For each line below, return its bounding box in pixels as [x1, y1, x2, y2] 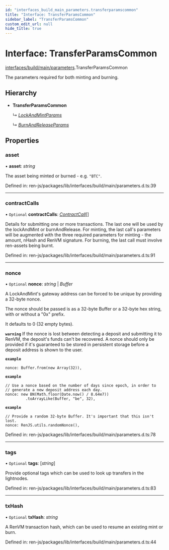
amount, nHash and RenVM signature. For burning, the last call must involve [5, 237, 162, 243]
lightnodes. [5, 475, 29, 481]
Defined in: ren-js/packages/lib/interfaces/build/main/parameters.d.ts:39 [5, 182, 156, 189]
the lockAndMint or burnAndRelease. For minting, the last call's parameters [5, 226, 161, 232]
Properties [5, 137, 39, 145]
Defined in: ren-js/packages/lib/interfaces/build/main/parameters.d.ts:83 [5, 485, 156, 492]
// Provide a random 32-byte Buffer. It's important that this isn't [5, 414, 154, 419]
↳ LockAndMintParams [12, 112, 62, 118]
